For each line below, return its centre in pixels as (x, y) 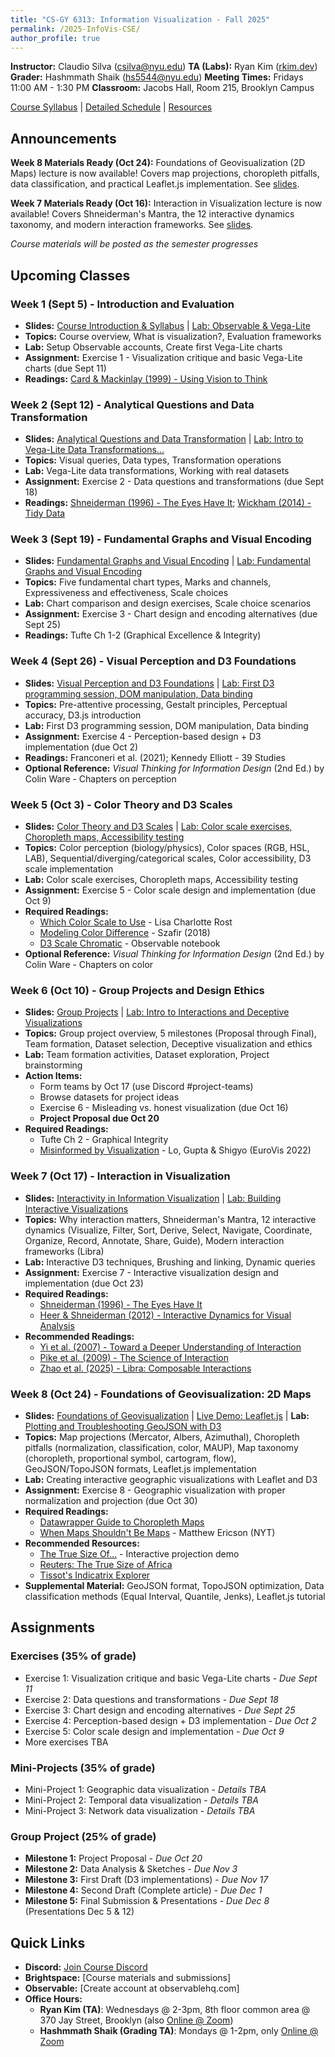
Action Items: (53, 1076)
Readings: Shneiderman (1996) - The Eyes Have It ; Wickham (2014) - (168, 503)
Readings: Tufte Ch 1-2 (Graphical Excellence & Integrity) (143, 635)
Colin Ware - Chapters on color (89, 965)
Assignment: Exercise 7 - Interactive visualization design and (151, 1272)
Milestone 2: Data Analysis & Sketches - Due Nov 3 (131, 1869)
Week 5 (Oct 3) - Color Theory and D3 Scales (121, 804)
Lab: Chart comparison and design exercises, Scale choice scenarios (168, 603)
